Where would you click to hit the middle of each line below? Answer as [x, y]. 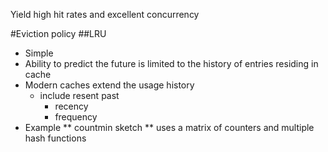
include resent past [79, 95]
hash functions [55, 138]
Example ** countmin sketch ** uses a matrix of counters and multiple [169, 127]
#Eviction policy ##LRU [58, 33]
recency [71, 106]
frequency [76, 117]
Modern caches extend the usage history [109, 85]
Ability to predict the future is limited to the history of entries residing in [171, 63]
